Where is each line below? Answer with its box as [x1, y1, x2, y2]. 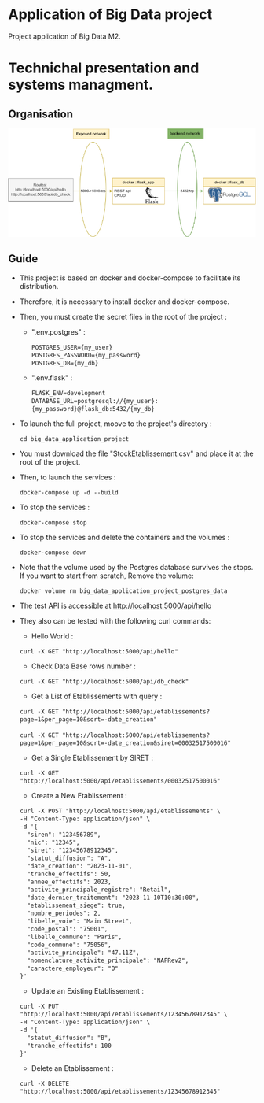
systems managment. [8, 76, 154, 94]
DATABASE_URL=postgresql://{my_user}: [31, 397, 159, 405]
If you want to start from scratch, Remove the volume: [19, 571, 194, 580]
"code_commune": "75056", [27, 941, 112, 949]
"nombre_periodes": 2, [27, 909, 101, 917]
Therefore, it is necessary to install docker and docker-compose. [19, 297, 230, 306]
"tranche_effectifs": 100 [27, 1042, 112, 1049]
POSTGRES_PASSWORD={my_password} [31, 351, 141, 359]
